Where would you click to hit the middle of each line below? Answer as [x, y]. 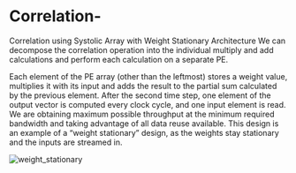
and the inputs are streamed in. [66, 142]
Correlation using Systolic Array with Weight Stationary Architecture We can [148, 41]
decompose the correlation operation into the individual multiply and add [141, 49]
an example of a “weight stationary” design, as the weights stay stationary [144, 132]
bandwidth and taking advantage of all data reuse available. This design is [144, 123]
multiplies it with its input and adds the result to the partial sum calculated [143, 86]
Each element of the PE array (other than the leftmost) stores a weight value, [148, 76]
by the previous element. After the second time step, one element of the [140, 95]
